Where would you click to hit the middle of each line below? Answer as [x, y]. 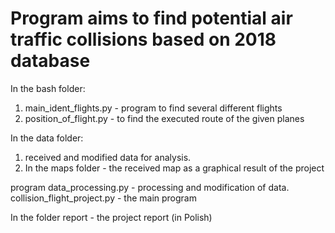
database [50, 61]
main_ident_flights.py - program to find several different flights [153, 108]
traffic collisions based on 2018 [143, 39]
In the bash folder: [48, 88]
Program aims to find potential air [151, 18]
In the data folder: [47, 138]
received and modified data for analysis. [108, 157]
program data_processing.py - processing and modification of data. [150, 187]
